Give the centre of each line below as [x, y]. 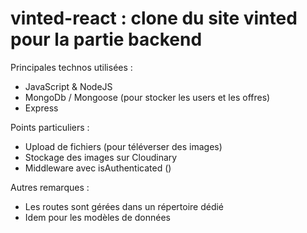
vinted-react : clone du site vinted [154, 18]
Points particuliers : [50, 127]
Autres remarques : [50, 187]
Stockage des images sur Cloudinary [101, 157]
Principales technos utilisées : [71, 67]
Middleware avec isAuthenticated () [98, 168]
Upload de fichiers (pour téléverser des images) [123, 146]
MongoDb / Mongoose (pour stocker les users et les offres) [147, 97]
